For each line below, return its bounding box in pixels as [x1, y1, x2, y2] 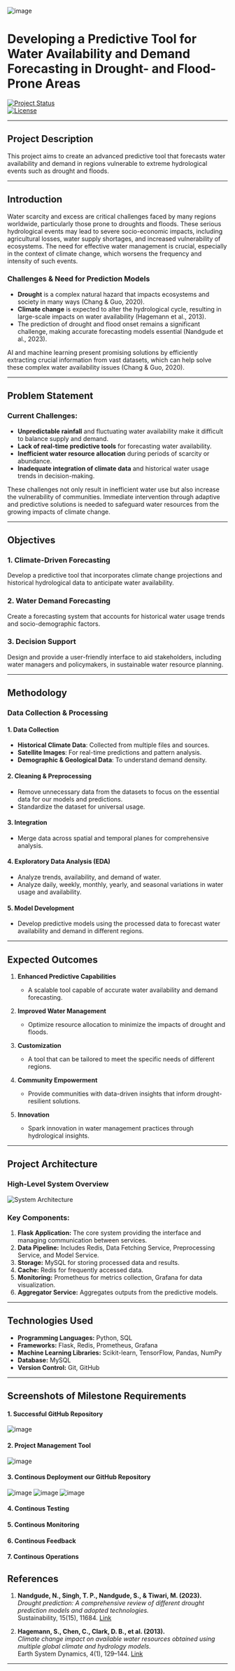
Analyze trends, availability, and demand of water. [17, 872, 162, 881]
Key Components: [7, 1212, 70, 1222]
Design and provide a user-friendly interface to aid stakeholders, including [7, 652, 222, 661]
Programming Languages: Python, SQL [17, 1334, 133, 1342]
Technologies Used [7, 1315, 93, 1327]
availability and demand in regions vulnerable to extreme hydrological [7, 159, 208, 167]
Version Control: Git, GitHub [17, 1363, 100, 1371]
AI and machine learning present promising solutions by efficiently [7, 348, 198, 356]
